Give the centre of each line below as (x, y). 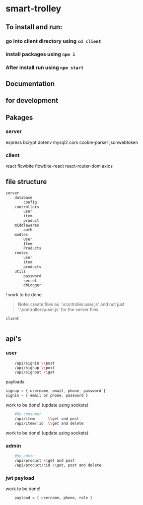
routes (21, 253)
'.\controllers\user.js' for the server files (58, 310)
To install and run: (34, 27)
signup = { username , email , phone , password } (56, 391)
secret (30, 281)
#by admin (25, 456)
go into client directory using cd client (53, 41)
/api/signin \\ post (35, 363)
